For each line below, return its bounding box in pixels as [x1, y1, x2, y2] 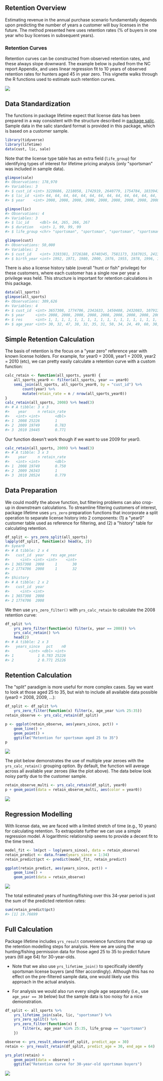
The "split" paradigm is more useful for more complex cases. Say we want [5, 684, 154, 690]
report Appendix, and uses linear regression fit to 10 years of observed [5, 66, 147, 72]
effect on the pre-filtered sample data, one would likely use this [12, 973, 139, 979]
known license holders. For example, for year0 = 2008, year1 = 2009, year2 [5, 353, 156, 359]
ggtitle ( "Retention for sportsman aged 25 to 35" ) [14, 735, 118, 740]
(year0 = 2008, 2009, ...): [5, 695, 56, 700]
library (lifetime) [5, 142, 42, 147]
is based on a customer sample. [5, 128, 69, 134]
